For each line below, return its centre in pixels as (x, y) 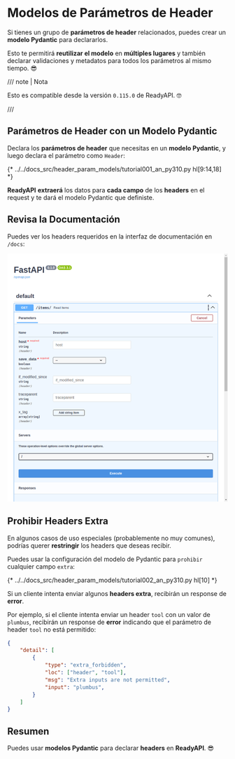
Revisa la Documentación (64, 219)
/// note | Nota (28, 81)
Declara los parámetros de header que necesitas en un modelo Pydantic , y (116, 148)
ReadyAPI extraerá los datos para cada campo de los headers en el (106, 190)
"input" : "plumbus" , (74, 687)
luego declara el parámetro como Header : (66, 155)
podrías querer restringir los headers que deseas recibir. (89, 545)
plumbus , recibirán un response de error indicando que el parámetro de (109, 622)
